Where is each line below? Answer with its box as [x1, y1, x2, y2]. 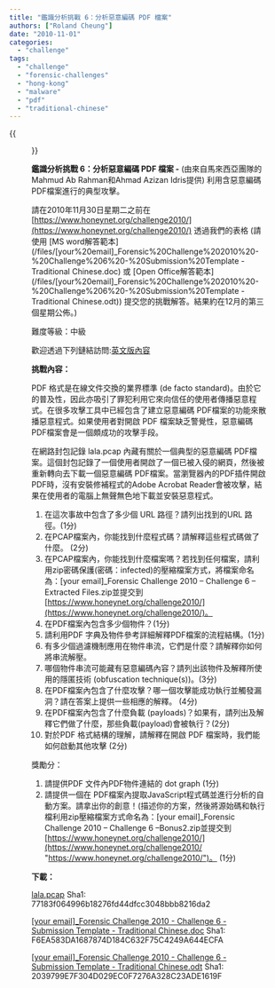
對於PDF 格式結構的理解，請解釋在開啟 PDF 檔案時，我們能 [43, 730, 261, 740]
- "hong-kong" [17, 79, 69, 88]
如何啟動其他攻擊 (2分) [43, 740, 128, 751]
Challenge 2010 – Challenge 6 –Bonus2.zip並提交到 [43, 823, 232, 834]
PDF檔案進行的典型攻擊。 [31, 186, 125, 196]
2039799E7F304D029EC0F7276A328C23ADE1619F [31, 971, 223, 982]
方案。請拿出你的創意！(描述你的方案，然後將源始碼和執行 [51, 801, 265, 811]
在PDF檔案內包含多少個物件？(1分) [43, 619, 170, 629]
